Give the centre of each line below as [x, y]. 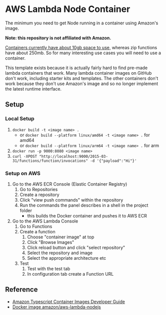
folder [26, 210]
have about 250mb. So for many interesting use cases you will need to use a [83, 53]
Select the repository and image [60, 253]
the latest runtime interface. [33, 89]
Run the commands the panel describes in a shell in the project [84, 205]
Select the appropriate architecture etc [67, 258]
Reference [22, 290]
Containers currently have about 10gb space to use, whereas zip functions [81, 47]
